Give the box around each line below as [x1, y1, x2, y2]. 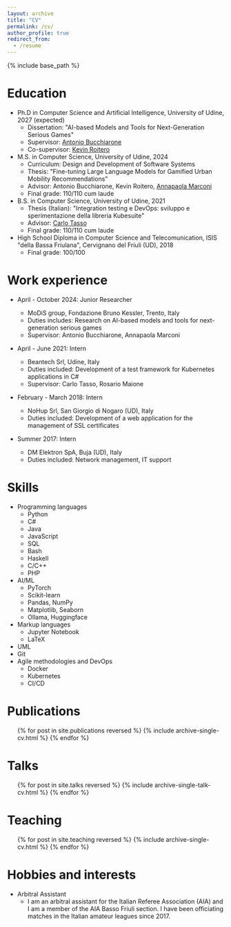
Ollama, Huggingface [27, 613, 88, 621]
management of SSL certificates [27, 421, 119, 429]
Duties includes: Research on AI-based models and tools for [27, 316, 199, 324]
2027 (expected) [17, 116, 66, 124]
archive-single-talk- [154, 780, 211, 789]
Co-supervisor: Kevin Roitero [27, 145, 110, 153]
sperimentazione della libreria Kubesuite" [27, 211, 145, 219]
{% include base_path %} [7, 62, 80, 69]
